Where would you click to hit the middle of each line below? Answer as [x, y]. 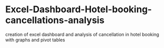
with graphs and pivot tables [35, 40]
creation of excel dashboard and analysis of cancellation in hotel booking [82, 34]
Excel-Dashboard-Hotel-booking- [79, 9]
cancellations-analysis [55, 20]
